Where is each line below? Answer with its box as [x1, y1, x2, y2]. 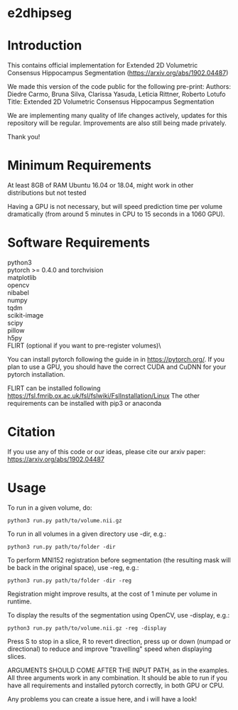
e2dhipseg [7, 5, 72, 21]
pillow [7, 326, 25, 335]
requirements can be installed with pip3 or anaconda [7, 399, 162, 407]
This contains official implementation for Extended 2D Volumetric [7, 61, 198, 70]
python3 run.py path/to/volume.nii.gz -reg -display [7, 624, 167, 632]
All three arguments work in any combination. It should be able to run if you [7, 673, 227, 682]
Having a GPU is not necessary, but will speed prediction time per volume [7, 203, 222, 211]
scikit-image [7, 311, 44, 319]
